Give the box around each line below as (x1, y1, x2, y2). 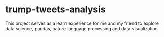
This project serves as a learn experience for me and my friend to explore (5, 20, 159, 26)
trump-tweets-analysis (5, 4, 106, 15)
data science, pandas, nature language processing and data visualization (5, 25, 158, 31)
